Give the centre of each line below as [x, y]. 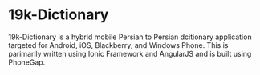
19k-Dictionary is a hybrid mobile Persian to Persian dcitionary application [130, 37]
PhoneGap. [27, 62]
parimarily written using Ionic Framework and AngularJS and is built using [130, 53]
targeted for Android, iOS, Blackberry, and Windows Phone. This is [118, 45]
